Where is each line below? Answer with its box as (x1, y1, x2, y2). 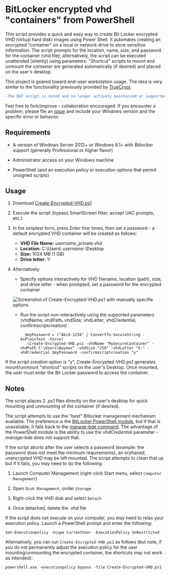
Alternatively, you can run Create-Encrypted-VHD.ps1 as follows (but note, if (5, 539, 162, 545)
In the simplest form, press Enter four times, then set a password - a (12, 225, 155, 231)
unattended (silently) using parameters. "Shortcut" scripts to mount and (5, 58, 155, 64)
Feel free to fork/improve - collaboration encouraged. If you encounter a (5, 103, 156, 109)
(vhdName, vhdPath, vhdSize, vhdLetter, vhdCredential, (20, 317, 137, 323)
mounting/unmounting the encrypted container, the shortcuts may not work (5, 550, 163, 556)
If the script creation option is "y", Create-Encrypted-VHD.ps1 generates (5, 359, 156, 365)
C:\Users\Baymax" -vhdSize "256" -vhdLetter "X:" (38, 346, 145, 351)
